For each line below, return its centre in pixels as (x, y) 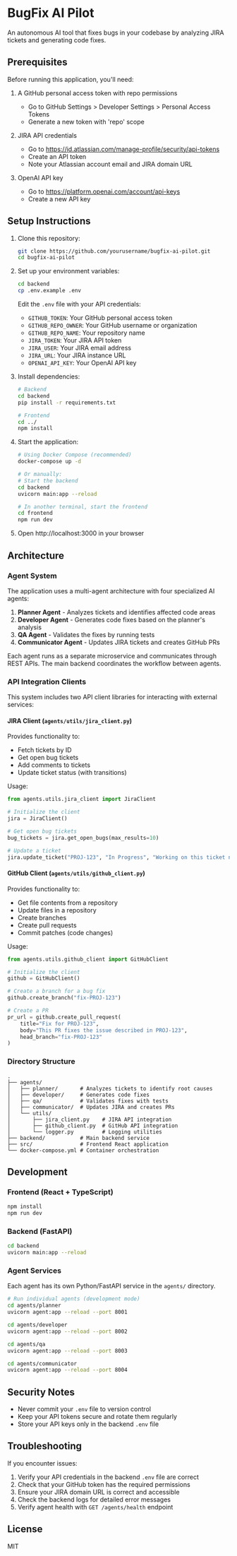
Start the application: (48, 442)
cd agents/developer (38, 1325)
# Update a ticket (34, 850)
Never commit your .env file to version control (84, 1409)
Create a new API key (59, 198)
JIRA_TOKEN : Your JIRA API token (75, 340)
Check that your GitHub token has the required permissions (104, 1484)
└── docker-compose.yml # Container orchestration (83, 1150)
